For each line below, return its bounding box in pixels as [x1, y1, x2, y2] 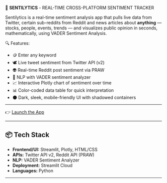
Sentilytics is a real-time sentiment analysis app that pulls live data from [5, 14, 152, 20]
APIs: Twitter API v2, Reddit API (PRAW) [12, 152, 94, 158]
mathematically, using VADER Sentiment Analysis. [5, 30, 107, 36]
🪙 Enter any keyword [12, 52, 57, 58]
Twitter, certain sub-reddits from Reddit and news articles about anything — [5, 20, 162, 25]
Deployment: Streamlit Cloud [12, 162, 73, 168]
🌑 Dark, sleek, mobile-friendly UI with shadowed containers [12, 95, 136, 100]
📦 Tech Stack [5, 131, 50, 139]
